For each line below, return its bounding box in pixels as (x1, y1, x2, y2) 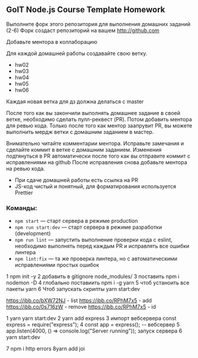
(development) (14, 230, 51, 237)
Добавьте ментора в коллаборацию (6, 38, 98, 45)
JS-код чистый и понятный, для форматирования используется (14, 183, 177, 190)
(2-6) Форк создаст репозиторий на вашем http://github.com (6, 27, 160, 34)
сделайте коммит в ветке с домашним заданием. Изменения (6, 146, 162, 153)
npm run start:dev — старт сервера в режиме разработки (14, 223, 162, 231)
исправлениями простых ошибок (14, 261, 100, 268)
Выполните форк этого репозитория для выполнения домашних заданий (6, 20, 191, 27)
